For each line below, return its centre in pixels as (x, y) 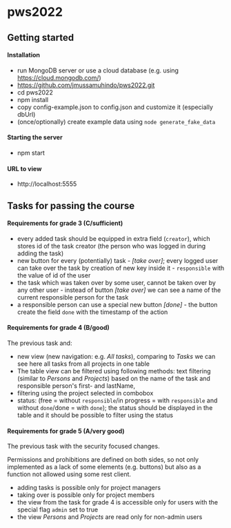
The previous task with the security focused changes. (83, 447)
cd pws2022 (35, 92)
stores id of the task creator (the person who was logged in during (111, 246)
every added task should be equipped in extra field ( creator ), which (113, 238)
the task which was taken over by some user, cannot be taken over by (116, 282)
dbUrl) (26, 114)
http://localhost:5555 (47, 184)
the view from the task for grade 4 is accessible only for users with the (118, 502)
